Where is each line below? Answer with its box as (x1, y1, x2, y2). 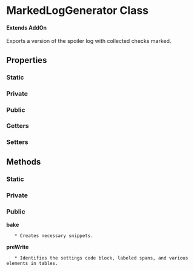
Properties (6, 55, 47, 65)
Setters (6, 138, 28, 146)
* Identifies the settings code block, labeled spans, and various (14, 255, 189, 261)
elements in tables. (6, 260, 59, 266)
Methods (6, 157, 41, 167)
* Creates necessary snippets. (14, 232, 94, 239)
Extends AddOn (6, 24, 47, 31)
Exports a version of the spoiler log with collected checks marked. (6, 38, 172, 45)
